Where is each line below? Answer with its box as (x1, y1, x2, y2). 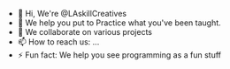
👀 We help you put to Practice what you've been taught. (17, 17, 221, 28)
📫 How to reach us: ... (17, 37, 100, 47)
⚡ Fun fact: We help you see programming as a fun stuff (17, 50, 222, 60)
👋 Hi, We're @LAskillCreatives (17, 9, 126, 18)
